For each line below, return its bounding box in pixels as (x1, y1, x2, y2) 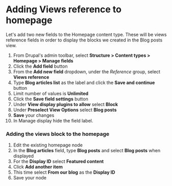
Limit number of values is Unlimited (13, 90, 89, 96)
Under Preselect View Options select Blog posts (13, 107, 117, 113)
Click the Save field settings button (13, 96, 88, 102)
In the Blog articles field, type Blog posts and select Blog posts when (13, 148, 160, 154)
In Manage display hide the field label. (13, 117, 93, 123)
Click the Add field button (13, 63, 68, 69)
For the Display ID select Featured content (13, 158, 104, 164)
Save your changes (13, 112, 55, 118)
